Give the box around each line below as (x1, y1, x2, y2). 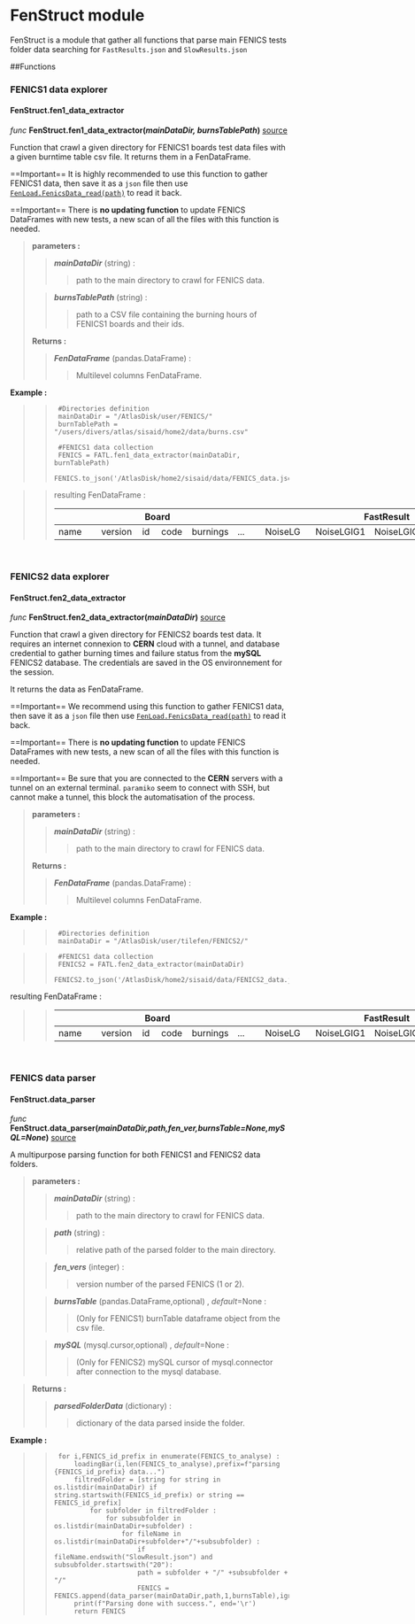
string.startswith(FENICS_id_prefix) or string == (53, 1491, 245, 1500)
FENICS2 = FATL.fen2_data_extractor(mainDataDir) (58, 960, 245, 970)
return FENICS (73, 1607, 127, 1616)
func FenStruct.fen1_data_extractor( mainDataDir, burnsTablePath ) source (10, 125, 288, 135)
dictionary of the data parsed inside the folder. (75, 1418, 246, 1428)
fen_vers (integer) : (53, 1262, 125, 1272)
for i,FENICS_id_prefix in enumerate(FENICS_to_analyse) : (58, 1452, 281, 1461)
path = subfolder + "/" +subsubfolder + (136, 1568, 288, 1577)
